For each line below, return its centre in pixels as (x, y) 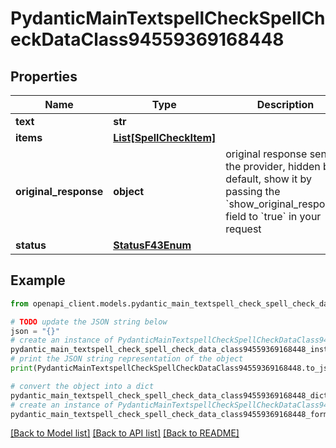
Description (285, 104)
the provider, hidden (273, 166)
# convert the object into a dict (82, 386)
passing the (253, 191)
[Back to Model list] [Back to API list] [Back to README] (125, 433)
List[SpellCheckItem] (165, 137)
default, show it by (268, 179)
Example (38, 280)
